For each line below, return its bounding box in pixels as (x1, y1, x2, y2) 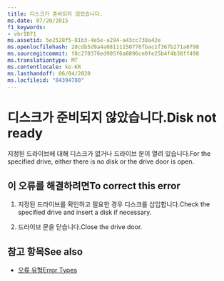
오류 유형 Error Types (17, 265, 77, 274)
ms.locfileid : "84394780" (7, 76, 84, 84)
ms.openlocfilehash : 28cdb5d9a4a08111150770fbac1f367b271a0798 (7, 43, 200, 51)
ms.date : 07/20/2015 (7, 17, 69, 24)
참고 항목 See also (7, 245, 83, 258)
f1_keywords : (7, 23, 46, 31)
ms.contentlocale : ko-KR (7, 63, 81, 70)
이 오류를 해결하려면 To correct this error (7, 179, 180, 192)
